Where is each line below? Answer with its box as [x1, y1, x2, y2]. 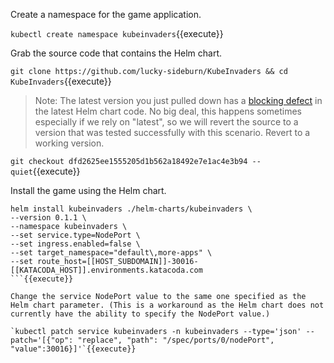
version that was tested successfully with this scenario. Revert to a [34, 127, 311, 138]
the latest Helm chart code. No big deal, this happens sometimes [34, 105, 302, 117]
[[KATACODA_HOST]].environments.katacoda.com [10, 265, 203, 275]
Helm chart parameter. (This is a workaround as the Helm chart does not [10, 300, 325, 310]
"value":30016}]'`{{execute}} [10, 344, 137, 354]
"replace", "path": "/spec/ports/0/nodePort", [77, 335, 275, 345]
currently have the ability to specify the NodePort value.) [10, 309, 271, 319]
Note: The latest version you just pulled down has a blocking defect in [34, 95, 323, 106]
